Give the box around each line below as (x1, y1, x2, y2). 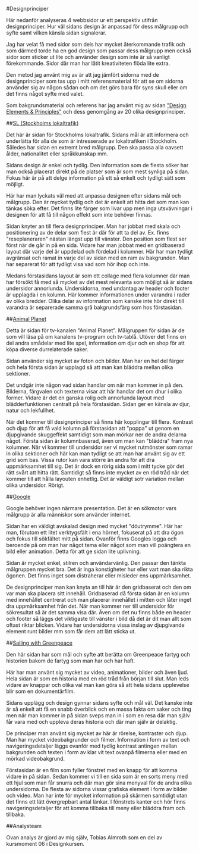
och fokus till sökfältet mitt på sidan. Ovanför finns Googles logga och (6, 535, 177, 542)
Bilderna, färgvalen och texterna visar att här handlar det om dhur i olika (6, 388, 182, 395)
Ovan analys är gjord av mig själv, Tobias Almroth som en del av (6, 834, 163, 841)
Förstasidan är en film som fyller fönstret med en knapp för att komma (6, 767, 178, 773)
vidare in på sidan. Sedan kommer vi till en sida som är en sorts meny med (6, 773, 188, 780)
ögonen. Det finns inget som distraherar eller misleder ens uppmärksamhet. (6, 572, 191, 579)
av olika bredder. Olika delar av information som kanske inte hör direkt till (6, 298, 185, 304)
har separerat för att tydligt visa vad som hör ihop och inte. (6, 261, 150, 267)
